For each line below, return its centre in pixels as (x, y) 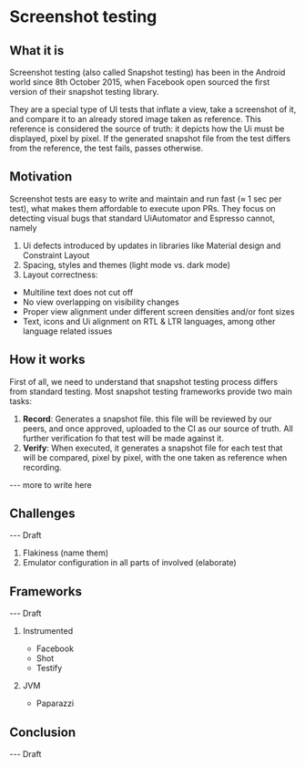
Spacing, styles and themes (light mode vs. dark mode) (126, 264)
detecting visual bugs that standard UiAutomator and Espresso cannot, (142, 218)
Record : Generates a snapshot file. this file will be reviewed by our (147, 419)
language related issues (67, 331)
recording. (42, 467)
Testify (49, 669)
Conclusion (43, 732)
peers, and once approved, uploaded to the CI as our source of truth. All (158, 428)
